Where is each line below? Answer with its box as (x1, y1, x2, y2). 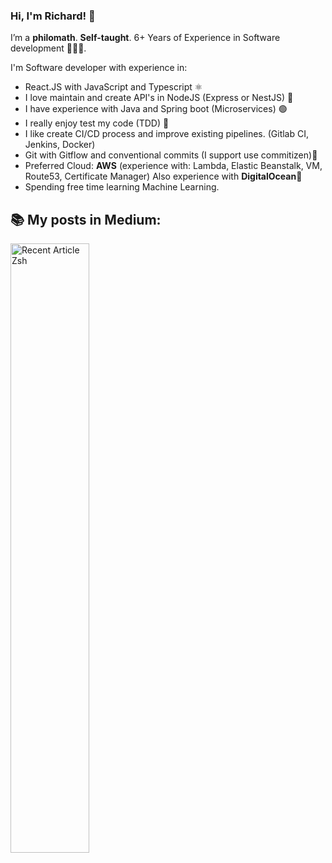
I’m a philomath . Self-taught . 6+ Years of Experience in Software (10, 32, 281, 44)
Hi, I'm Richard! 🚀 (10, 9, 96, 23)
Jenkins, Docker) (24, 139, 96, 151)
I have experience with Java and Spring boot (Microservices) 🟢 (24, 103, 288, 115)
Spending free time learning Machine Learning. (24, 181, 220, 193)
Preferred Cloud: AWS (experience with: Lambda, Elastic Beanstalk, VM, (24, 160, 323, 172)
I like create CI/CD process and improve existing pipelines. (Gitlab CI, (24, 128, 309, 140)
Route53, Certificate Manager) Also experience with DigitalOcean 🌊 (24, 170, 303, 183)
